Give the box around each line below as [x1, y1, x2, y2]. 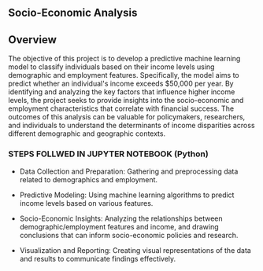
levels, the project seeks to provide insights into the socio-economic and [8, 96, 244, 105]
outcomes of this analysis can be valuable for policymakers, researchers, [8, 112, 246, 122]
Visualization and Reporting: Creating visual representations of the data [19, 245, 252, 255]
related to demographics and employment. [19, 174, 158, 184]
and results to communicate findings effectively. [19, 254, 176, 263]
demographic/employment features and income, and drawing [19, 222, 219, 231]
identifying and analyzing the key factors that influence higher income [8, 87, 235, 97]
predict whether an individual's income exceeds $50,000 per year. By [8, 79, 234, 89]
